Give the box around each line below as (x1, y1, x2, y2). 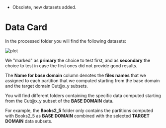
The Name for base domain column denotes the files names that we (5, 72, 146, 78)
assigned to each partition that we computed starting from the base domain (5, 77, 160, 84)
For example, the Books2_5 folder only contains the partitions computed (5, 107, 154, 114)
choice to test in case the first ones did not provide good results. (5, 62, 138, 69)
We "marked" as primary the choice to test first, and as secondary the (5, 57, 151, 63)
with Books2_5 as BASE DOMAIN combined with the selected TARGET (5, 113, 150, 119)
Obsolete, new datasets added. (12, 4, 77, 10)
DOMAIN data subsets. (5, 118, 53, 124)
